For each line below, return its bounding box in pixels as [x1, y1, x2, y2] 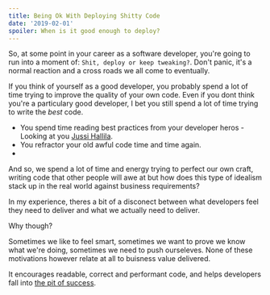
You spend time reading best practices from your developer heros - [19, 123, 244, 133]
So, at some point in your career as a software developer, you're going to [8, 49, 251, 59]
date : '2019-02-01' [8, 19, 74, 27]
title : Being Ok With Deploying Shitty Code [8, 11, 160, 20]
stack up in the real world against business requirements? [8, 181, 200, 191]
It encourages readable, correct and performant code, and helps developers [8, 269, 262, 279]
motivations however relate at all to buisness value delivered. [8, 254, 211, 264]
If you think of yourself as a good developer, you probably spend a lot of [8, 81, 248, 91]
